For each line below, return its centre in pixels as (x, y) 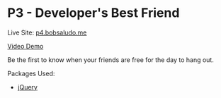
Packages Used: (31, 73)
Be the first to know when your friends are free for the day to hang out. (110, 60)
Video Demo (25, 46)
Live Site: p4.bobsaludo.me (47, 32)
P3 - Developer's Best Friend (93, 13)
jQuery (27, 87)
